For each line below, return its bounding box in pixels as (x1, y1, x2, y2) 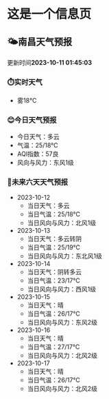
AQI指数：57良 (16, 150, 59, 158)
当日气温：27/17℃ (27, 342, 80, 351)
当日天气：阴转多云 (27, 267, 82, 276)
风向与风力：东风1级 (16, 158, 74, 166)
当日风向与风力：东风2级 (27, 318, 98, 326)
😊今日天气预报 (7, 115, 57, 125)
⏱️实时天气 (7, 77, 43, 87)
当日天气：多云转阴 (27, 234, 82, 243)
